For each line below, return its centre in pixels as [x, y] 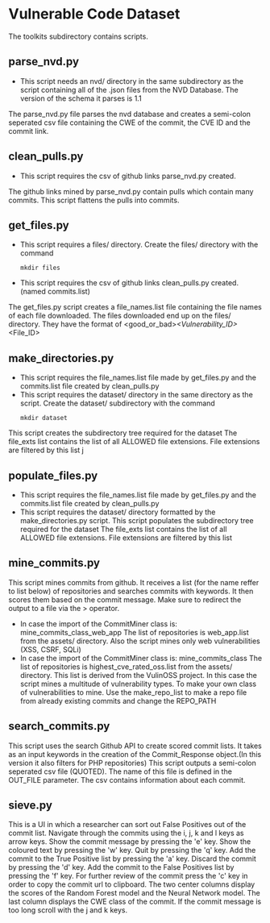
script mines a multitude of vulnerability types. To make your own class [138, 684]
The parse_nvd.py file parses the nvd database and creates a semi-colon [130, 114]
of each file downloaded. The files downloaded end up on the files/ [120, 316]
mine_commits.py [54, 563]
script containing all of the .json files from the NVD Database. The [129, 89]
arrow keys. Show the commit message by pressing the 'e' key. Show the [130, 842]
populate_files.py [53, 475]
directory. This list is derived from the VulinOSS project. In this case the [139, 675]
